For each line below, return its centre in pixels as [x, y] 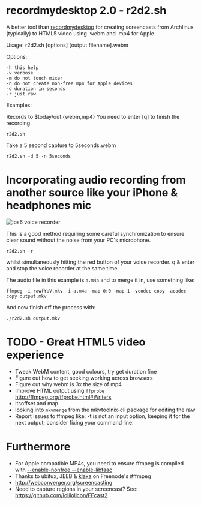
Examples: [19, 105]
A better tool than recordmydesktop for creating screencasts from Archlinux [100, 27]
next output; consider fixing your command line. [74, 422]
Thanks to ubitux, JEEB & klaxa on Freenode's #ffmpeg [83, 476]
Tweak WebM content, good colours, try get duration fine [86, 371]
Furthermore [38, 447]
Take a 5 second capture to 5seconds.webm [61, 145]
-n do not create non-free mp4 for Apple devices [70, 83]
